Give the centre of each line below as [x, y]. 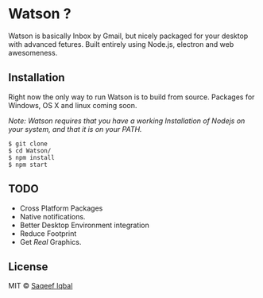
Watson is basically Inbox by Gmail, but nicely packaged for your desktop [128, 36]
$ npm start [28, 164]
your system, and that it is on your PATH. [75, 129]
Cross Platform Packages [61, 208]
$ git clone [28, 144]
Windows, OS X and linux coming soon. [73, 105]
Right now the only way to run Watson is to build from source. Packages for [131, 97]
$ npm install [32, 157]
